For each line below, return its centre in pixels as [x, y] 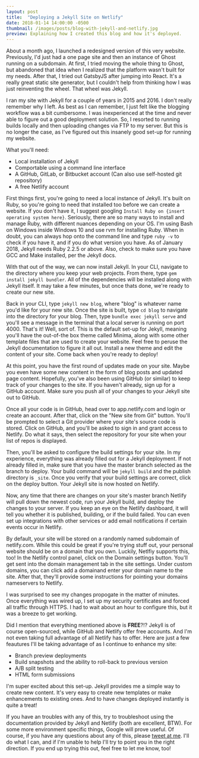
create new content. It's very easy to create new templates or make [89, 692]
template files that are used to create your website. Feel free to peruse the [97, 342]
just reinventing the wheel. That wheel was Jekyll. [67, 89]
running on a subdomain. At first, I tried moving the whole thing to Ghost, [95, 64]
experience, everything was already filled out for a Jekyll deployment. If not [99, 459]
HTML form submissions [45, 675]
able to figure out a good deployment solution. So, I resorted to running [93, 119]
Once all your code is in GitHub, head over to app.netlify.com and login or [96, 409]
